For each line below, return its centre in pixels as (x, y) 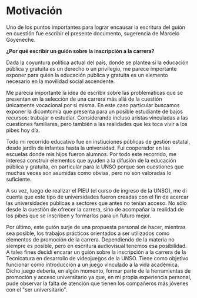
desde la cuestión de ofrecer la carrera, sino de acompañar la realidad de (95, 209)
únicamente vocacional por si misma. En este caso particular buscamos (93, 105)
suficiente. (19, 179)
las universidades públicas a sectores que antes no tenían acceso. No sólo (96, 203)
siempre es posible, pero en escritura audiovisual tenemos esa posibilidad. (96, 246)
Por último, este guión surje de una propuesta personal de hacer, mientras (96, 227)
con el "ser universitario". (37, 289)
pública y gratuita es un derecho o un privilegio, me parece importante (91, 68)
